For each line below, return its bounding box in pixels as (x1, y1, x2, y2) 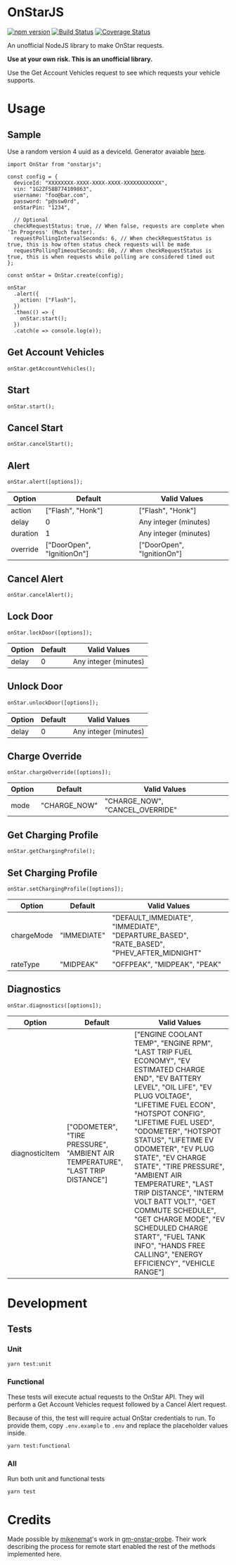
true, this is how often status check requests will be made (7, 241, 190, 248)
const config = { (7, 173, 58, 180)
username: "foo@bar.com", (13, 192, 90, 199)
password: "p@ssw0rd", (13, 198, 80, 205)
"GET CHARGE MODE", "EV (133, 1214, 225, 1224)
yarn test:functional (7, 1442, 71, 1449)
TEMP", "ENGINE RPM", (133, 1038, 213, 1048)
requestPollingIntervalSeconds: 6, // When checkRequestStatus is (13, 235, 212, 242)
